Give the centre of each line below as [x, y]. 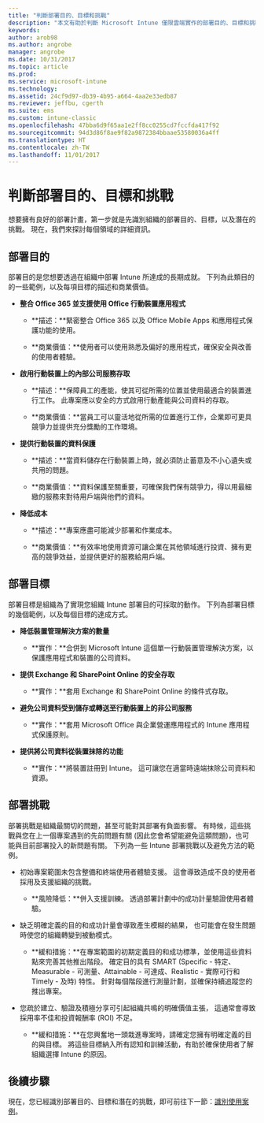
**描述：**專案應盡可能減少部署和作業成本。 [104, 530]
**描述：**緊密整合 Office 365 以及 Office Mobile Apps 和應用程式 [138, 320]
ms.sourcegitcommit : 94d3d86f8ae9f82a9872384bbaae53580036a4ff [114, 132]
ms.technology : [33, 89]
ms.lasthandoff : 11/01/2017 [54, 154]
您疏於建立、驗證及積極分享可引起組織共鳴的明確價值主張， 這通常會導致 [137, 1008]
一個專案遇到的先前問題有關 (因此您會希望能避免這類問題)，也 [142, 835]
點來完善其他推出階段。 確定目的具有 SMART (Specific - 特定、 [133, 961]
